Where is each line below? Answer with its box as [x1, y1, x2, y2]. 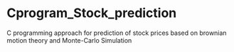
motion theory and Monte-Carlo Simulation [6, 36, 132, 44]
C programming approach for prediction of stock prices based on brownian [6, 28, 227, 37]
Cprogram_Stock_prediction [6, 5, 177, 21]
